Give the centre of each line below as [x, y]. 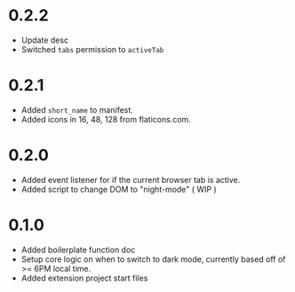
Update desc [44, 40]
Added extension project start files [84, 278]
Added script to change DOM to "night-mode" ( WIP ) [119, 189]
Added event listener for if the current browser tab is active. [131, 179]
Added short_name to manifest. [77, 110]
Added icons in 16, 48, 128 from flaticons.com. [106, 119]
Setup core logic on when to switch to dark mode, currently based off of [153, 259]
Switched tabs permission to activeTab [92, 49]
